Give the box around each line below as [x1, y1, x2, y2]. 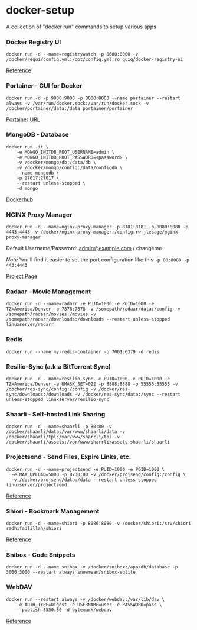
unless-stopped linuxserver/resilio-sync [6, 397, 110, 403]
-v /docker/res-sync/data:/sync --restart [74, 392, 181, 398]
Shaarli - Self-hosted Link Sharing [6, 410, 106, 418]
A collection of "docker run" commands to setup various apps [6, 23, 156, 30]
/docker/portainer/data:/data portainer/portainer [6, 105, 133, 111]
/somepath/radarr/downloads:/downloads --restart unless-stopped [6, 316, 170, 322]
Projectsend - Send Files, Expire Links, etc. [6, 453, 132, 461]
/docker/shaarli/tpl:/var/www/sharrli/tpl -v [6, 434, 120, 440]
